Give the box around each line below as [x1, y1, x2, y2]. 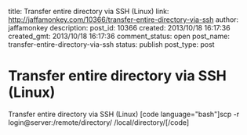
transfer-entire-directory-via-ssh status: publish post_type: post [8, 40, 215, 49]
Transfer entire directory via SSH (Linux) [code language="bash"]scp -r [8, 109, 240, 119]
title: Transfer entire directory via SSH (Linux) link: [8, 7, 169, 16]
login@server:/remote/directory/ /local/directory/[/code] [8, 117, 190, 127]
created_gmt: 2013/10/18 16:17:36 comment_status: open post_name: [8, 31, 230, 41]
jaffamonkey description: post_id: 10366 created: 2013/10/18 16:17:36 [8, 23, 231, 32]
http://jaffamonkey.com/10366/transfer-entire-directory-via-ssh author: [8, 15, 239, 24]
